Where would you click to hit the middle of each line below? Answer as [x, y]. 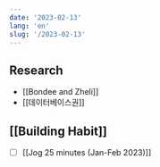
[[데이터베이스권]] [53, 103]
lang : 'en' [29, 26]
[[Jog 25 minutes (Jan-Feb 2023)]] [87, 152]
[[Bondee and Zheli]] [60, 92]
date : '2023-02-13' [46, 17]
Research [37, 70]
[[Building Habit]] [58, 131]
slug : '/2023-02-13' [48, 34]
